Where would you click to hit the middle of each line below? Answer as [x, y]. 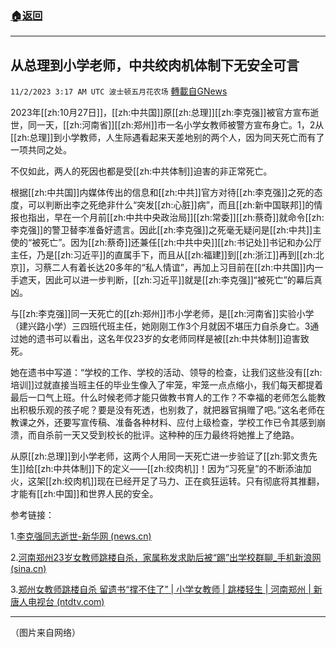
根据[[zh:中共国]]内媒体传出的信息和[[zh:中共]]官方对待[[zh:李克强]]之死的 [162, 193]
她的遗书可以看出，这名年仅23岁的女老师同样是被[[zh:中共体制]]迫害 [159, 339]
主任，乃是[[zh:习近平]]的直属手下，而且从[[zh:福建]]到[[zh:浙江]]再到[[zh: [163, 255]
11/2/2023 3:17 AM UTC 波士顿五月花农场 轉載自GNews [119, 91]
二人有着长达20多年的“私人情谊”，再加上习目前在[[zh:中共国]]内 [183, 268]
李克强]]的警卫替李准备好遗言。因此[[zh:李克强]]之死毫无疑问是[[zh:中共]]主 [166, 230]
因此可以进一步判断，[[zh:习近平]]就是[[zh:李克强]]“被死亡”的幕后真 [183, 280]
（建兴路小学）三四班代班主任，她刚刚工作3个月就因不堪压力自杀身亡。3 [160, 326]
